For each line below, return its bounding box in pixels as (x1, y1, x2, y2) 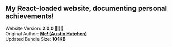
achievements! (5, 12, 54, 21)
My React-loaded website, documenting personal (5, 4, 167, 13)
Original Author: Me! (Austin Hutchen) (5, 30, 87, 37)
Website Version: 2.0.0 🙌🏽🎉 (5, 25, 64, 31)
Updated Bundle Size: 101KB (5, 36, 66, 42)
